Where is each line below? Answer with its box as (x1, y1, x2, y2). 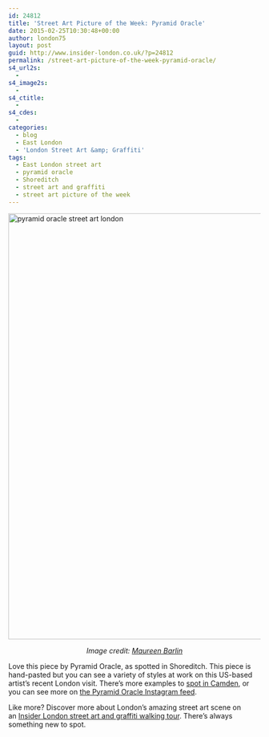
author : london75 (8, 34, 66, 43)
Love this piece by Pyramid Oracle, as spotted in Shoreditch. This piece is (8, 661, 251, 670)
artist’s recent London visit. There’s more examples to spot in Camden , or (8, 678, 250, 688)
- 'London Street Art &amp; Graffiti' (15, 146, 146, 154)
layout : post (8, 42, 52, 50)
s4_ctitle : (8, 94, 45, 102)
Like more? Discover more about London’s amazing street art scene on (8, 703, 242, 712)
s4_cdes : (8, 109, 38, 117)
